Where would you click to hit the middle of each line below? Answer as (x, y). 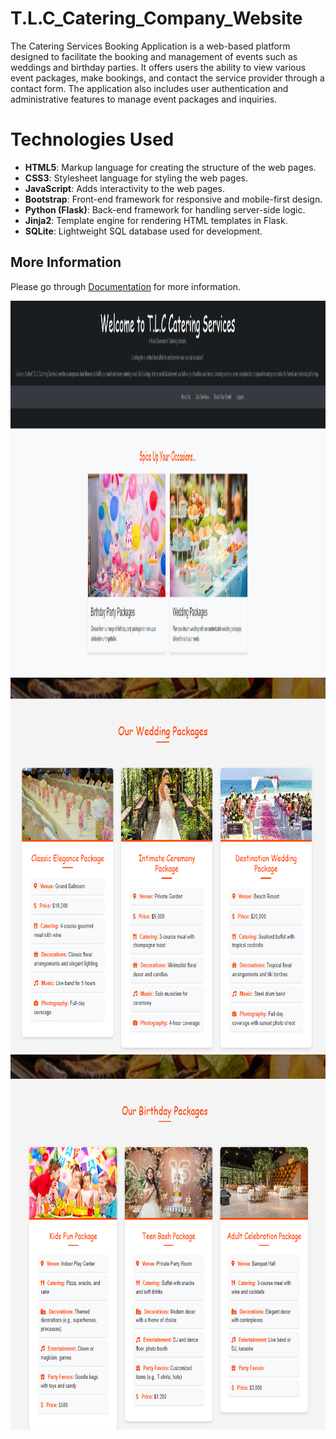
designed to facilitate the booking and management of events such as (154, 56)
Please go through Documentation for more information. (126, 286)
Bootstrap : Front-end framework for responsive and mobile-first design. (173, 199)
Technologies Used (92, 139)
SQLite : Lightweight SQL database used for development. (143, 231)
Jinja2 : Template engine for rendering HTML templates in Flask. (156, 220)
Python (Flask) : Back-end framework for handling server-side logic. (165, 209)
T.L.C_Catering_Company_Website (156, 18)
